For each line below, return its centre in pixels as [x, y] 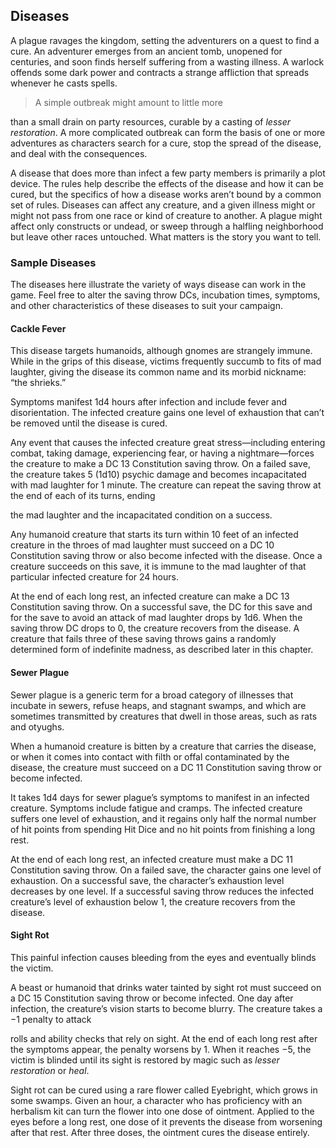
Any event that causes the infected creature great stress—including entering [168, 443]
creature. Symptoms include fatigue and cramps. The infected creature [156, 808]
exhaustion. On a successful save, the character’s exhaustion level [147, 880]
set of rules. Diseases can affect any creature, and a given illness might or [163, 205]
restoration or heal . [50, 1070]
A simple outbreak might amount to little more [128, 102]
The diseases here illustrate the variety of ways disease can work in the [158, 285]
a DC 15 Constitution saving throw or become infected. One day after [152, 998]
